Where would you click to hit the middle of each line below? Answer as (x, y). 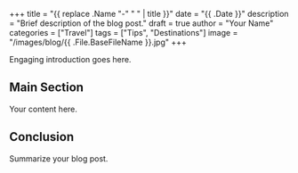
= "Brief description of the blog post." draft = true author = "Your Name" (141, 23)
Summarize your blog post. (59, 158)
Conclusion (42, 137)
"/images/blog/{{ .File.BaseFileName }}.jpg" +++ (98, 42)
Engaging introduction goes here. (70, 59)
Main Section (47, 88)
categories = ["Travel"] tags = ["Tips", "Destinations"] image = (124, 33)
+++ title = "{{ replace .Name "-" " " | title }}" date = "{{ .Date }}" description (149, 14)
